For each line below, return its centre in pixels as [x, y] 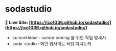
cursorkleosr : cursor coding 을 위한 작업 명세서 [59, 37]
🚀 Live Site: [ [18, 22]
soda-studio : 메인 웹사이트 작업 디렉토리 [52, 43]
